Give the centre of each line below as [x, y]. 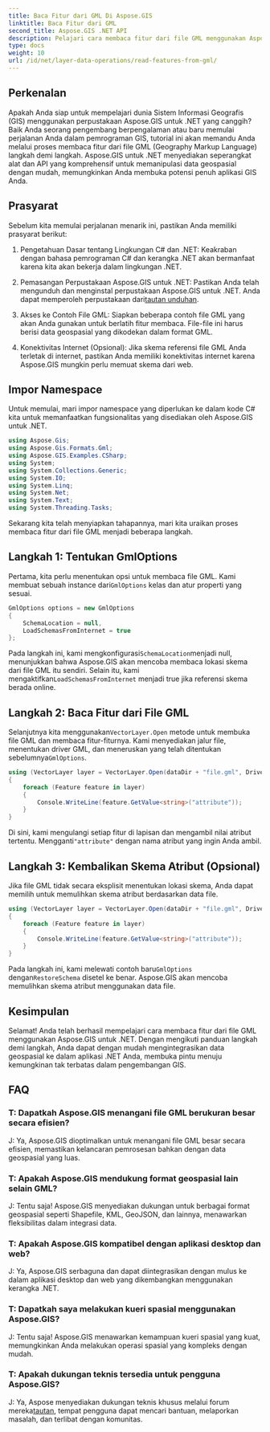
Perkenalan [37, 93]
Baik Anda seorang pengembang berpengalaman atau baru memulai [121, 129]
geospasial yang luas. [44, 1157]
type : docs [27, 46]
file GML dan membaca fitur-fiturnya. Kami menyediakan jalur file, [117, 740]
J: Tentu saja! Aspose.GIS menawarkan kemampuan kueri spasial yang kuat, [135, 1336]
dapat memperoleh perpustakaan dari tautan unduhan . [109, 299]
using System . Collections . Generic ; [68, 471]
